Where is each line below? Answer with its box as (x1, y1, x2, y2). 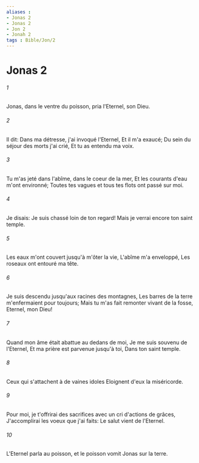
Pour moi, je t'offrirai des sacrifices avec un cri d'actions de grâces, (6, 411, 176, 418)
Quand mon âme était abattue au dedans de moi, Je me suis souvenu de (6, 339, 187, 346)
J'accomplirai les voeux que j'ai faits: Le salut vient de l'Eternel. (6, 417, 165, 425)
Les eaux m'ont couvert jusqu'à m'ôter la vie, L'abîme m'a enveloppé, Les (6, 253, 191, 261)
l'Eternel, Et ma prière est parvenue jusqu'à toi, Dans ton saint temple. (6, 345, 181, 352)
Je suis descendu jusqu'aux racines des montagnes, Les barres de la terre (6, 293, 193, 300)
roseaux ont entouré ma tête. (6, 260, 79, 267)
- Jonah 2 (6, 32, 32, 38)
